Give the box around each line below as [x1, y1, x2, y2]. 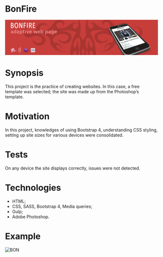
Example [5, 231, 41, 242]
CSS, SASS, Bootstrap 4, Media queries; [12, 203, 93, 209]
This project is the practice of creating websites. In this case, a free [5, 84, 140, 89]
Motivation [5, 111, 50, 122]
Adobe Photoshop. [12, 214, 50, 220]
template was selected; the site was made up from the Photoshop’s [5, 89, 139, 95]
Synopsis [5, 68, 44, 79]
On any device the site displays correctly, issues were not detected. [5, 165, 141, 171]
